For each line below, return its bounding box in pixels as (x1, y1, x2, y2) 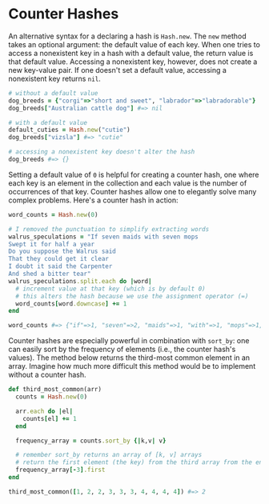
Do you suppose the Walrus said (8, 247, 116, 256)
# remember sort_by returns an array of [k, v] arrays (15, 451, 203, 459)
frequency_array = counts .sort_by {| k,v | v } (15, 437, 167, 445)
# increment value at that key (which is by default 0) (15, 285, 206, 293)
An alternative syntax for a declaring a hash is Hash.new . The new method (8, 31, 247, 41)
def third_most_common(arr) (8, 386, 102, 394)
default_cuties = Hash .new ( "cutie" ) (8, 126, 130, 134)
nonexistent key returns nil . (8, 74, 102, 83)
